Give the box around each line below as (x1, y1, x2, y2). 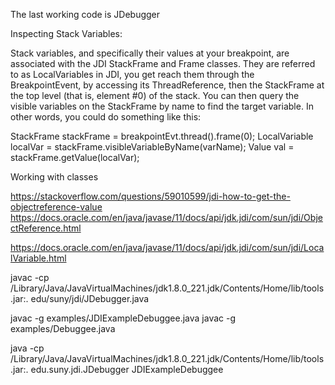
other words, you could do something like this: (10, 111, 202, 123)
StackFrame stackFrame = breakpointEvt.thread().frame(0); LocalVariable (10, 130, 314, 142)
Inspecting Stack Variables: (10, 28, 123, 39)
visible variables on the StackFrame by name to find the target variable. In (10, 100, 314, 112)
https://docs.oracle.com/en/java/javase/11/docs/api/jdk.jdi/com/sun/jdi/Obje (10, 212, 323, 223)
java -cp (10, 342, 45, 354)
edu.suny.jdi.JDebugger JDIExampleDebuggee (30, 364, 224, 375)
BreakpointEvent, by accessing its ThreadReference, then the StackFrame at (10, 79, 325, 91)
